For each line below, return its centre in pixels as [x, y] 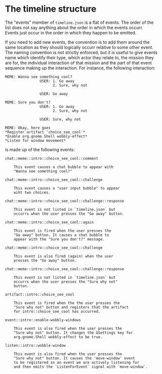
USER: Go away [54, 94]
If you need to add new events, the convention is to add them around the [77, 42]
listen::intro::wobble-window [36, 345]
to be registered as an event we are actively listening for [76, 362]
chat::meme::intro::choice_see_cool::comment [52, 158]
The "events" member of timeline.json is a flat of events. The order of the [79, 22]
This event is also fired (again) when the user [64, 256]
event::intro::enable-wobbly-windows [43, 320]
